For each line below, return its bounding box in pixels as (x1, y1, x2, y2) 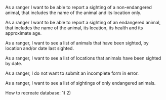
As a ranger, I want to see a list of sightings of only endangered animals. (5, 80, 156, 86)
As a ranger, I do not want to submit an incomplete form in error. (5, 70, 139, 76)
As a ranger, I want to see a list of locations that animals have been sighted (5, 55, 161, 61)
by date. (5, 61, 23, 66)
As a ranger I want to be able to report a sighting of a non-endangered (5, 5, 152, 10)
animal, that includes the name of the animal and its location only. (5, 10, 142, 16)
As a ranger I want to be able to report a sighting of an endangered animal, (5, 20, 161, 25)
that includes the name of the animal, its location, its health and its (5, 25, 143, 31)
